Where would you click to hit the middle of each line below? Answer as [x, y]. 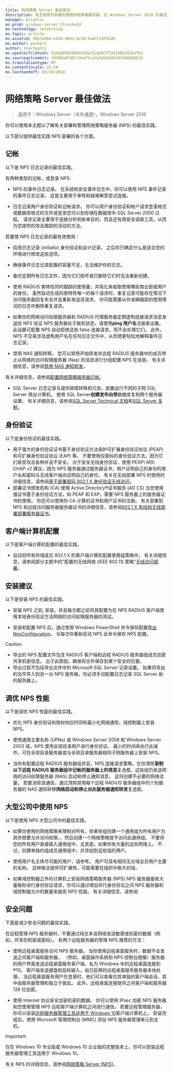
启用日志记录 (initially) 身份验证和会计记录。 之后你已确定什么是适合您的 [89, 247]
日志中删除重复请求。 [44, 305]
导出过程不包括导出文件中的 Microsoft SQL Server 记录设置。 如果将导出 [89, 667]
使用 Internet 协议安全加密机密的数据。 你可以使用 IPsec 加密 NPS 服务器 [90, 1000]
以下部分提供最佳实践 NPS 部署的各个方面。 [52, 136]
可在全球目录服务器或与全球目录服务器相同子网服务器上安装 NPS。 [92, 752]
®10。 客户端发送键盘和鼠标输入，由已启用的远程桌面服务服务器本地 [84, 970]
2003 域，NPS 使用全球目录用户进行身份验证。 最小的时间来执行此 [83, 746]
